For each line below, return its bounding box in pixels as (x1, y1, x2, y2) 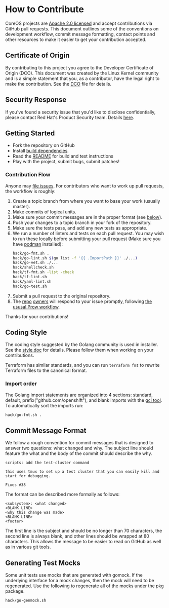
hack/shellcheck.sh (12, 265, 54, 270)
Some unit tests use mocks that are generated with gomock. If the (5, 572, 143, 578)
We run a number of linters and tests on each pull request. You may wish (12, 230, 164, 236)
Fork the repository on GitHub (12, 142, 75, 148)
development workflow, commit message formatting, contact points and (5, 31, 155, 37)
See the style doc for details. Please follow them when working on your (5, 347, 154, 353)
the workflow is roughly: (5, 188, 56, 194)
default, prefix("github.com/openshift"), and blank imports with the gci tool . (5, 397, 162, 403)
